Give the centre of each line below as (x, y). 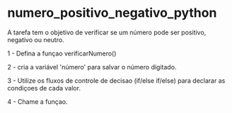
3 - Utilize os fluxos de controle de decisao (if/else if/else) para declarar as (116, 80)
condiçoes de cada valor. (44, 88)
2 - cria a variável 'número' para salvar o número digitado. (92, 67)
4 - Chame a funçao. (38, 101)
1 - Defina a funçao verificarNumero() (62, 53)
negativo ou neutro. (36, 39)
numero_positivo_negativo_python (112, 13)
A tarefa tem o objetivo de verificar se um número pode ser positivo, (107, 32)
